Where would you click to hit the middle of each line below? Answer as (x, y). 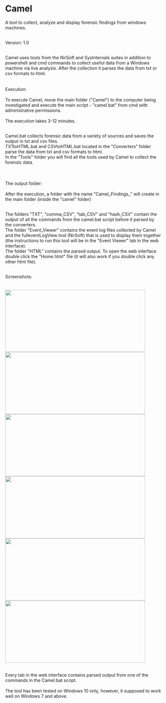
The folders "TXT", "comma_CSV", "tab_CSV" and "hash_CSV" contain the (81, 214)
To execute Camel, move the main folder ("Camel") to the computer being (81, 99)
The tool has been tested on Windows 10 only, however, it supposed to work (83, 691)
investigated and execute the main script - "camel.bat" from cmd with (77, 105)
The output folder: (24, 183)
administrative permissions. (33, 110)
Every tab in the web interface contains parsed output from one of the (77, 675)
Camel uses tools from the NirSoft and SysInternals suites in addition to (78, 57)
